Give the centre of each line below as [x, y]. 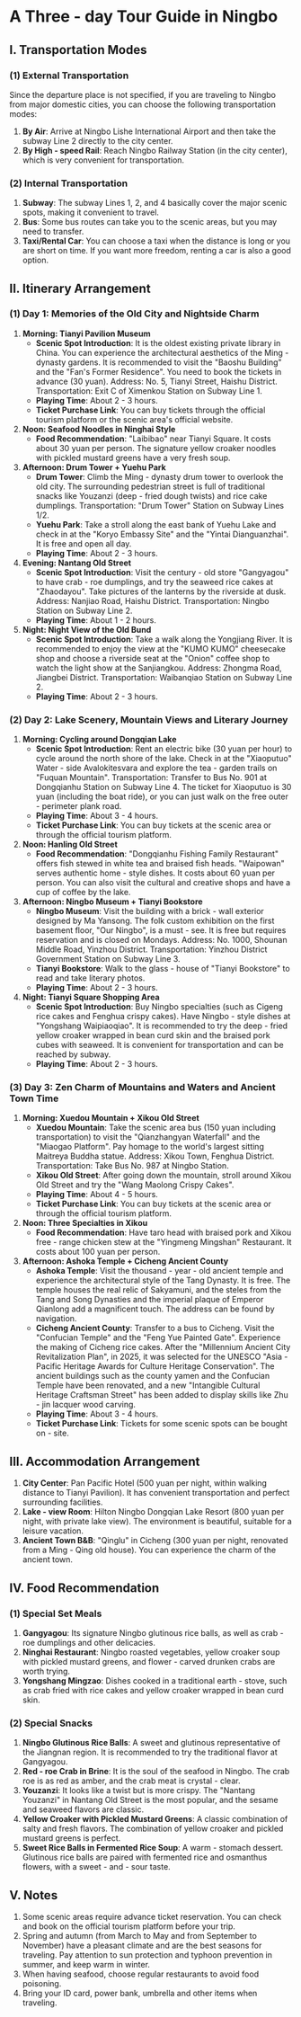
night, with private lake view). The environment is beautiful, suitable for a [157, 1522]
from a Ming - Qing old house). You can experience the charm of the [149, 1550]
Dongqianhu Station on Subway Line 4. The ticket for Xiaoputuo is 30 [164, 787]
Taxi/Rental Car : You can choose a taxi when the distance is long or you [156, 241]
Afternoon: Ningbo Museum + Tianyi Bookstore [113, 902]
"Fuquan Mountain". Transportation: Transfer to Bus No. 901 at [151, 777]
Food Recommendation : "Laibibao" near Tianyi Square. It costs [153, 439]
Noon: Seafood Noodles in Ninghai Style [99, 429]
